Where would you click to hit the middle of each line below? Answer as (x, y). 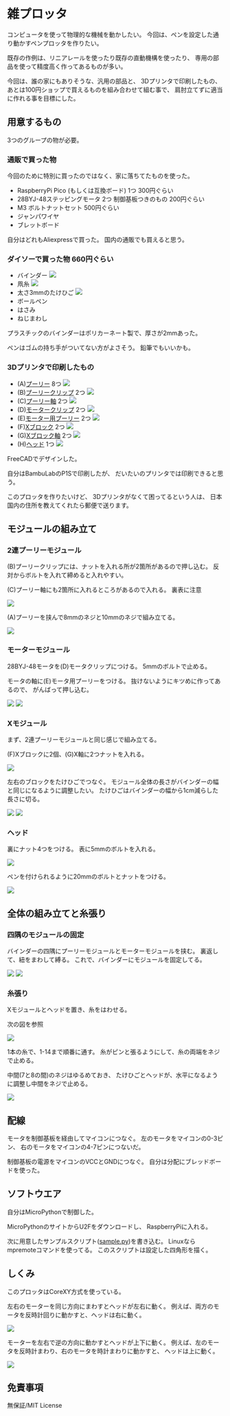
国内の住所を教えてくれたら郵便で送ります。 (70, 505)
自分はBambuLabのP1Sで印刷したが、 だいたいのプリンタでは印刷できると (112, 473)
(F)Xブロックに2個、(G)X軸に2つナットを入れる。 (78, 754)
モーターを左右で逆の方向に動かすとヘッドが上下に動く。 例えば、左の (107, 1342)
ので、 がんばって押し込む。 (53, 689)
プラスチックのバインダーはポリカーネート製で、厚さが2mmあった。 (104, 333)
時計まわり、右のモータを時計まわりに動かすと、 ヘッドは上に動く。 (122, 1351)
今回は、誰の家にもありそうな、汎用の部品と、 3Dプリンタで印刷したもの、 (114, 81)
